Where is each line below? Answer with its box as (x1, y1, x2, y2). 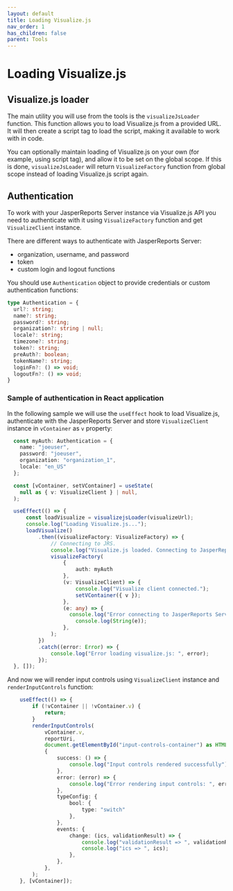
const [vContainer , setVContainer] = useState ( (13, 482, 154, 489)
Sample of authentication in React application (7, 394, 164, 403)
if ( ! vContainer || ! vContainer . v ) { (32, 703, 141, 710)
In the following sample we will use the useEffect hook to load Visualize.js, (7, 409, 220, 417)
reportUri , (44, 735, 76, 742)
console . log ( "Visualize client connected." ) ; (75, 585, 209, 592)
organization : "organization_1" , (19, 457, 116, 464)
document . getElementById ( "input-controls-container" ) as (44, 741, 213, 748)
